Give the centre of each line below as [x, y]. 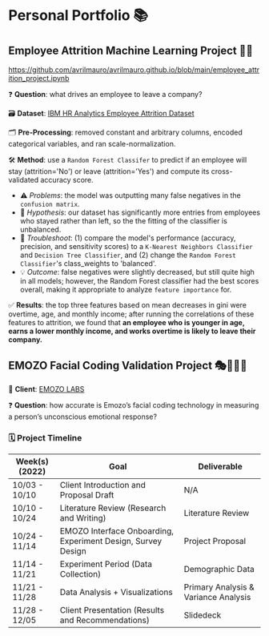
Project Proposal [215, 541]
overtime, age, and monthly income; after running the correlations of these [131, 314]
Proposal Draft [87, 495]
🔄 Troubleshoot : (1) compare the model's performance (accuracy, [128, 238]
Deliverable [220, 467]
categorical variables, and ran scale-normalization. [92, 144]
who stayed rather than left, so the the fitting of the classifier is [124, 221]
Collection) [80, 574]
